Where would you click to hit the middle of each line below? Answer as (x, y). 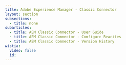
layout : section (21, 14)
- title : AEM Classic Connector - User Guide (57, 32)
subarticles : (18, 28)
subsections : (18, 19)
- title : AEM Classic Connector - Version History (62, 42)
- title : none (24, 23)
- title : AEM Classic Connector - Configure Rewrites (65, 37)
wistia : (13, 46)
